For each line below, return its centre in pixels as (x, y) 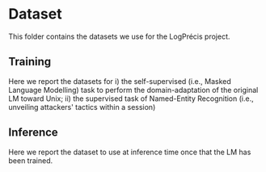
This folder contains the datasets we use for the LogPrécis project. (119, 36)
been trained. (31, 160)
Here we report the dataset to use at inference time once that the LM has (130, 152)
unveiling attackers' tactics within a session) (82, 107)
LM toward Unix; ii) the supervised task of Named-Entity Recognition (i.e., (131, 99)
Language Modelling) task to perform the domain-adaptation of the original (133, 90)
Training (30, 62)
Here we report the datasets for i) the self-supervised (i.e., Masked (120, 81)
